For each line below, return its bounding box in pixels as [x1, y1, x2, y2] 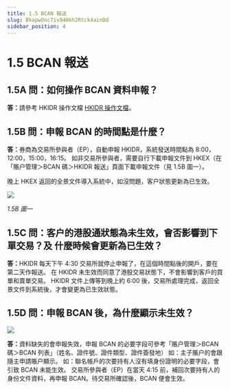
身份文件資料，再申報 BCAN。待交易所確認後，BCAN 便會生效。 [7, 374, 189, 382]
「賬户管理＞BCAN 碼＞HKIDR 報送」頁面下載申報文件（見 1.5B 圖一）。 [7, 162, 208, 171]
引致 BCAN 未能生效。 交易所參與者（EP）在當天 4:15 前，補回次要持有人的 [7, 366, 220, 374]
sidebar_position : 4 [7, 23, 67, 30]
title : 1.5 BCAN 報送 [7, 10, 67, 17]
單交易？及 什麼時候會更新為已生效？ [7, 240, 163, 251]
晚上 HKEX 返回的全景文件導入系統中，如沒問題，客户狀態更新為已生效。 [7, 177, 214, 186]
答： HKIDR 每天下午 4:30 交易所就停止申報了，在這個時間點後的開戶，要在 [7, 260, 218, 267]
